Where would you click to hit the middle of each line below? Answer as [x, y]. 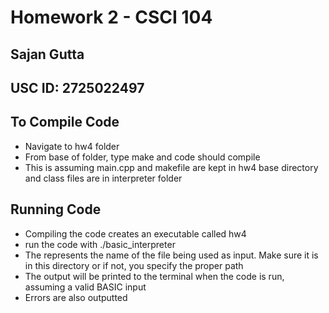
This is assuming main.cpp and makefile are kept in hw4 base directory [171, 167]
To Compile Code [65, 122]
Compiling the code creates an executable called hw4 [135, 233]
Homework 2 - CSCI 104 [111, 17]
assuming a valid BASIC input [85, 287]
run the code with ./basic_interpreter [100, 244]
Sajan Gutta [47, 54]
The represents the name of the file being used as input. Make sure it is [171, 255]
